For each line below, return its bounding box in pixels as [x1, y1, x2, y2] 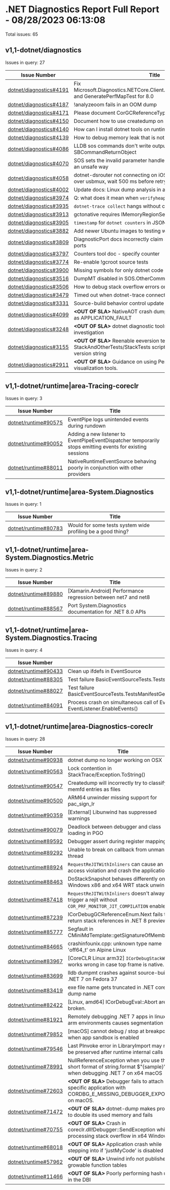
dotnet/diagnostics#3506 [8, 283, 69, 290]
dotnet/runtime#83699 [8, 972, 63, 979]
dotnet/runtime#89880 [8, 591, 63, 598]
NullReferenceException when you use [67, 1056, 160, 1064]
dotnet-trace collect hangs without [73, 202, 161, 209]
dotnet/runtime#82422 [8, 1002, 63, 1009]
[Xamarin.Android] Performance [67, 588, 144, 595]
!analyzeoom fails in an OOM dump [73, 101, 157, 108]
